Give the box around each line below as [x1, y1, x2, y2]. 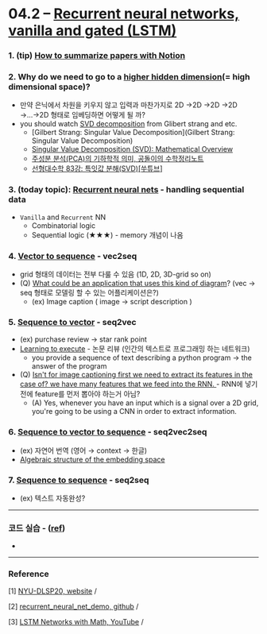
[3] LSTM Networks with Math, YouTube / [8, 617, 145, 627]
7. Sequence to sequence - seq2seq [8, 474, 149, 485]
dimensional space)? [8, 81, 91, 92]
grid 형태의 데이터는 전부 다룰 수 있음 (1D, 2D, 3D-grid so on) [19, 269, 212, 279]
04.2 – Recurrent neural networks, [8, 5, 240, 23]
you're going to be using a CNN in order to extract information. [31, 407, 237, 416]
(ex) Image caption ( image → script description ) [31, 297, 192, 306]
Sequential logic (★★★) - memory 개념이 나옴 [31, 230, 184, 239]
